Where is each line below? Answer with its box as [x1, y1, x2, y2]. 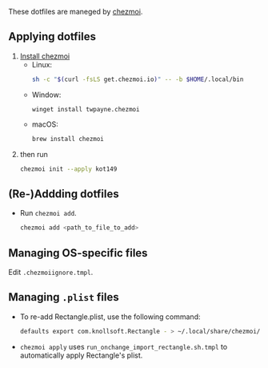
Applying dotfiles [8, 30, 97, 43]
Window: [31, 90, 62, 99]
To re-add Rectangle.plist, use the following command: [19, 312, 201, 321]
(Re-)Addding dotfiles [8, 187, 119, 200]
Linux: [31, 59, 53, 69]
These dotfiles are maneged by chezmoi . [8, 7, 143, 16]
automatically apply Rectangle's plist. [19, 350, 143, 360]
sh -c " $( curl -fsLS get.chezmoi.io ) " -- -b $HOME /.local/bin [31, 75, 244, 83]
